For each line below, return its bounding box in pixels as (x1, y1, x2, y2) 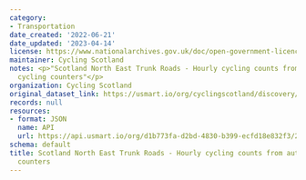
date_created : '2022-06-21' (9, 30, 117, 39)
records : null (9, 97, 64, 107)
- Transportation (9, 22, 76, 31)
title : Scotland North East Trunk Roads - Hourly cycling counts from (9, 148, 283, 157)
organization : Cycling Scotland (9, 81, 132, 90)
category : (9, 13, 47, 23)
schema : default (9, 140, 71, 149)
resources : (9, 106, 51, 115)
